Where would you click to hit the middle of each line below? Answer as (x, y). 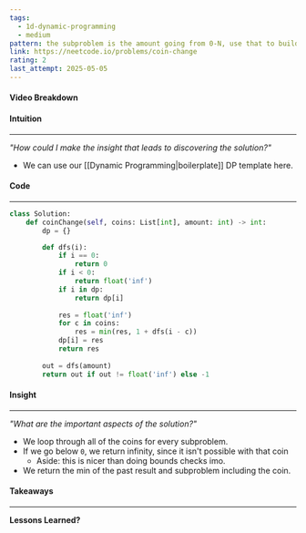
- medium (34, 35)
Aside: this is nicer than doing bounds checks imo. (131, 460)
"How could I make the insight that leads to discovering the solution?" (140, 148)
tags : (20, 18)
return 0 (91, 264)
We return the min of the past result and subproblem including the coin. (157, 470)
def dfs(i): (65, 247)
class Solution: (40, 214)
